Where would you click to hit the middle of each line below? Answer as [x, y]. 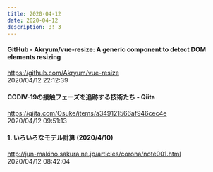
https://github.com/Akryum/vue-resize [63, 73]
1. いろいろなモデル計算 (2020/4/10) [60, 137]
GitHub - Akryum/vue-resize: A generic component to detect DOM [107, 49]
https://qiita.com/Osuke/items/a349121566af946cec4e [87, 113]
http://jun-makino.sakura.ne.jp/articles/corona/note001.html [94, 154]
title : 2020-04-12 [34, 14]
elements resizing [34, 56]
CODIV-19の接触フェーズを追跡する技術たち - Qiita [81, 97]
